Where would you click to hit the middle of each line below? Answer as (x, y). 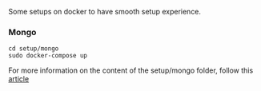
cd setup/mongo (34, 49)
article (19, 79)
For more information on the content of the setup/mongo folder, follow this (131, 70)
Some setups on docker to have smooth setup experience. (105, 12)
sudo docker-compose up (48, 56)
